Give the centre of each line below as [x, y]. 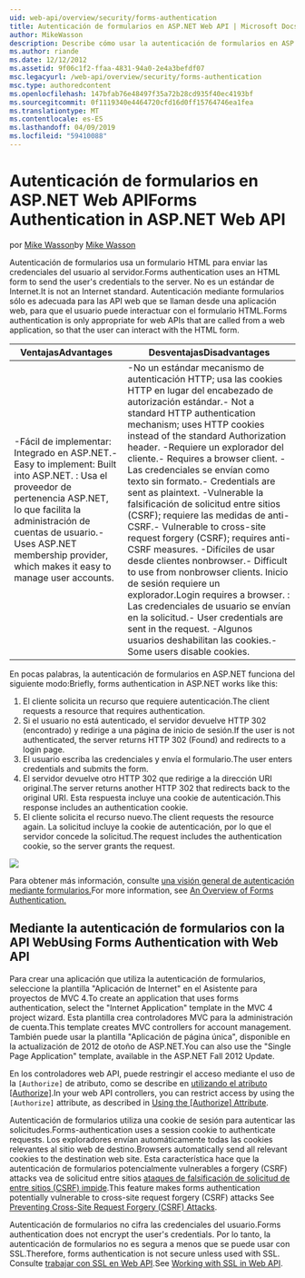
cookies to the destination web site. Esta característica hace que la [134, 1158]
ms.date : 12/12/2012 [49, 60]
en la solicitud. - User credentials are [206, 617]
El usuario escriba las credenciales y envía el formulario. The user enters [157, 758]
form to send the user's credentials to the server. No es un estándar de [142, 282]
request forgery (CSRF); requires [197, 538]
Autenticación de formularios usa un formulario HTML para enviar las [138, 262]
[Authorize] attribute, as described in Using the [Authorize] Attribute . [139, 1102]
